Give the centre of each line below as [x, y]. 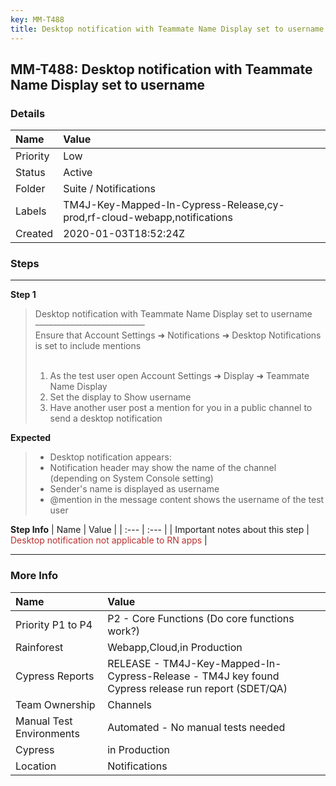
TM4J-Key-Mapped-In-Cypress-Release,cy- [174, 205]
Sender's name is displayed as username [134, 489]
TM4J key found [240, 676]
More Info [34, 576]
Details [28, 113]
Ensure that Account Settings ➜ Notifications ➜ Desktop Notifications [178, 335]
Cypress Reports [55, 676]
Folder [30, 189]
